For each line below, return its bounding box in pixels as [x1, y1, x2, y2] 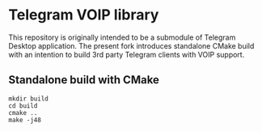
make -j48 [8, 116, 42, 124]
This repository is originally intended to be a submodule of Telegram [8, 32, 236, 42]
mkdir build [8, 95, 49, 103]
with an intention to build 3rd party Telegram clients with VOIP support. [8, 49, 245, 59]
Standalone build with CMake [8, 73, 160, 87]
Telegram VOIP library [8, 6, 159, 24]
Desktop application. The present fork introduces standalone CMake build [8, 40, 255, 50]
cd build [8, 101, 38, 110]
